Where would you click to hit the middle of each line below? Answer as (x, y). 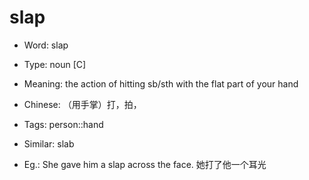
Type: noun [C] (55, 64)
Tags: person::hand (63, 124)
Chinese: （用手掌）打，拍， (82, 104)
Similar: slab (49, 143)
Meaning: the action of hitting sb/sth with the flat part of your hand (161, 83)
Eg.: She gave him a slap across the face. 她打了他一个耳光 (145, 164)
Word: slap (46, 45)
